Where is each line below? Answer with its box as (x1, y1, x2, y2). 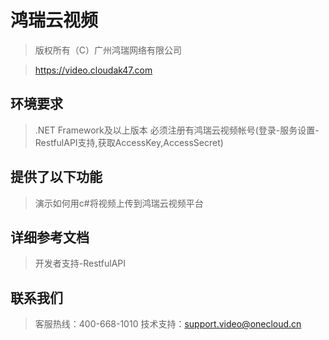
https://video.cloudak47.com (34, 64, 153, 76)
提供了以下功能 (10, 169, 103, 186)
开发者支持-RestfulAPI (34, 257, 127, 270)
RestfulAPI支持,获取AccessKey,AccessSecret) (34, 136, 224, 148)
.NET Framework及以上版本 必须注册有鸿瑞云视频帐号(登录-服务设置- (34, 124, 320, 136)
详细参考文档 (10, 229, 90, 246)
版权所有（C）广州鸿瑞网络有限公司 (34, 44, 183, 56)
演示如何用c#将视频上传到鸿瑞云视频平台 (34, 197, 204, 209)
